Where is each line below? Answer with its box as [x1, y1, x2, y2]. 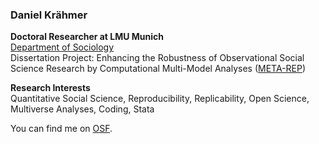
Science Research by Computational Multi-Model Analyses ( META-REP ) [10, 63, 307, 75]
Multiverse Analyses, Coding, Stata [10, 103, 155, 115]
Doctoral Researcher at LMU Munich [10, 31, 165, 43]
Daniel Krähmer [10, 8, 88, 22]
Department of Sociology [10, 41, 115, 53]
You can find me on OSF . [10, 123, 113, 135]
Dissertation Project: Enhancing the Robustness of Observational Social [10, 52, 305, 64]
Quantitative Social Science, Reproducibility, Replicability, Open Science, [10, 93, 310, 105]
